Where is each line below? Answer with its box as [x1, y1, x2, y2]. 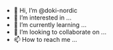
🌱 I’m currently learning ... [13, 21, 87, 28]
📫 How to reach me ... [13, 36, 77, 43]
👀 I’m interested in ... [13, 14, 72, 22]
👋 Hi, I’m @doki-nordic [13, 7, 77, 14]
